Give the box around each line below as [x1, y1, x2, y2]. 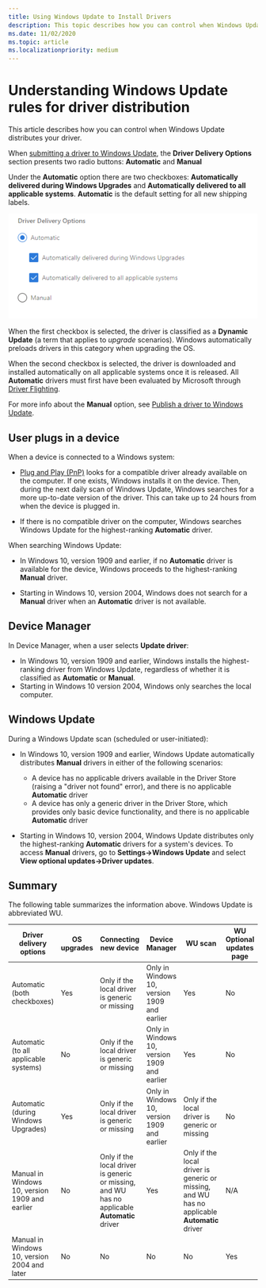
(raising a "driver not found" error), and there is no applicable [31, 781, 232, 791]
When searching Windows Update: [8, 540, 122, 550]
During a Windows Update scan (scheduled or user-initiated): [8, 734, 208, 743]
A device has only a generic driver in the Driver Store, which [31, 798, 228, 808]
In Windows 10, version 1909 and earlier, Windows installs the [19, 656, 221, 665]
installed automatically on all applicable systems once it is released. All [8, 368, 239, 377]
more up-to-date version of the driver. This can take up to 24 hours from [19, 492, 257, 502]
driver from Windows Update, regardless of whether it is [46, 664, 230, 674]
